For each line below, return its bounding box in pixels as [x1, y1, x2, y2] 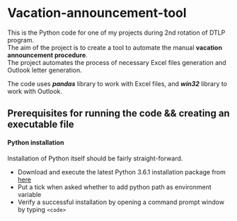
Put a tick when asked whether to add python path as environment [17, 182, 212, 191]
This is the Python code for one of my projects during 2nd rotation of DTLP [7, 28, 226, 37]
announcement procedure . [7, 51, 88, 59]
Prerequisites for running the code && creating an [7, 107, 230, 119]
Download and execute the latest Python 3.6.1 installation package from [17, 167, 226, 176]
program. [7, 35, 35, 44]
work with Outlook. [7, 87, 62, 95]
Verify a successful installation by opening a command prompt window [17, 198, 225, 206]
